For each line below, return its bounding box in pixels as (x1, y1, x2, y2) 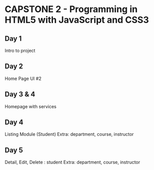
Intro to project (5, 48, 36, 53)
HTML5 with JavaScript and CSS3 (5, 14, 149, 26)
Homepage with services (5, 103, 56, 109)
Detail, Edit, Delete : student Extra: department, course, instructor (5, 159, 140, 165)
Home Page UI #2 (5, 75, 42, 81)
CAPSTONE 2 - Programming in (5, 4, 138, 15)
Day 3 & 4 (5, 90, 36, 99)
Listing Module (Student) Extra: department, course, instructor (5, 131, 134, 137)
